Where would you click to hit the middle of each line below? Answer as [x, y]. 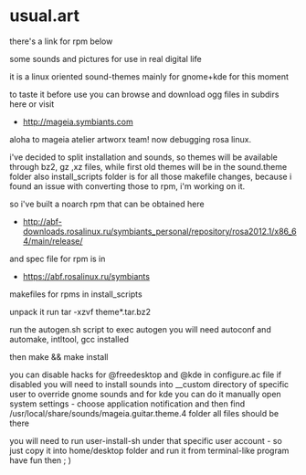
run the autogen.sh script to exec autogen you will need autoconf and [140, 329]
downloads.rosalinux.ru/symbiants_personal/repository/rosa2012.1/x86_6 [159, 231]
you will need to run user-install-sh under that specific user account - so [146, 440]
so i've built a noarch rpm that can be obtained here [107, 204]
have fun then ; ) [40, 460]
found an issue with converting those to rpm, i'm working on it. [127, 186]
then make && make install [59, 356]
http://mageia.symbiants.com [78, 121]
